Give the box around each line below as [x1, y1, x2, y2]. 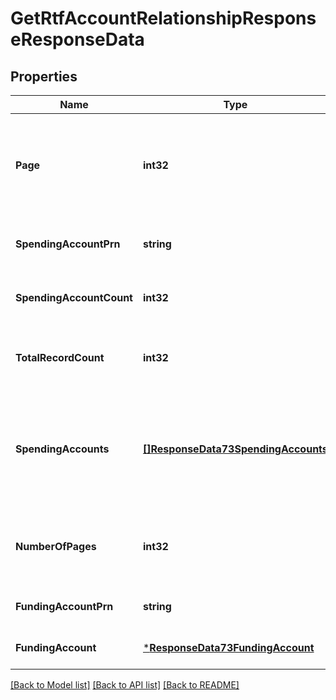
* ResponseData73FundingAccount [142, 641, 315, 654]
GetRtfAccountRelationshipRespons [10, 7, 317, 30]
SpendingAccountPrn [15, 237, 121, 251]
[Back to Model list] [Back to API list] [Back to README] [10, 679, 240, 691]
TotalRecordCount [15, 351, 105, 364]
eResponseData [10, 28, 145, 51]
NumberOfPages [15, 540, 97, 553]
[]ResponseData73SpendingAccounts [142, 442, 328, 456]
